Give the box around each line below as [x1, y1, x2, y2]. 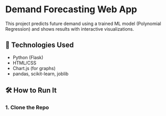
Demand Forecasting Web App [5, 4, 137, 15]
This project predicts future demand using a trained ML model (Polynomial [5, 20, 161, 27]
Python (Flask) [12, 54, 44, 60]
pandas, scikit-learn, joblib [12, 71, 69, 77]
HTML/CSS [12, 60, 37, 66]
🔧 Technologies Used [5, 41, 74, 50]
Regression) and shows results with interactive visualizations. [5, 26, 134, 32]
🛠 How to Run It [5, 86, 57, 95]
